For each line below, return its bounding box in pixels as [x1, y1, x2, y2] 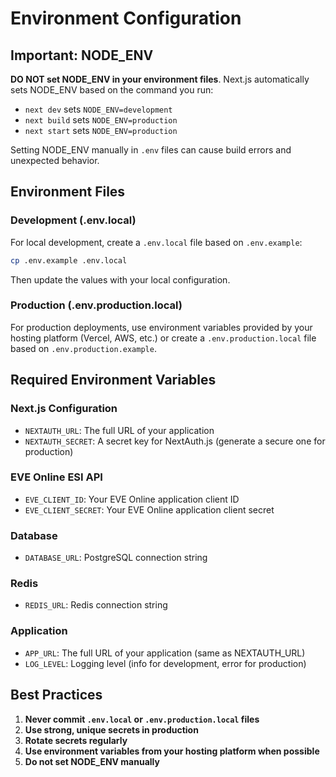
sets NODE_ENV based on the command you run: [10, 84, 214, 96]
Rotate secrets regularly [24, 734, 128, 746]
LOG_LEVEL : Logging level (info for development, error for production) [24, 657, 307, 669]
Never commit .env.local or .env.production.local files [24, 713, 260, 725]
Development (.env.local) [10, 213, 137, 227]
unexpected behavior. [10, 155, 100, 166]
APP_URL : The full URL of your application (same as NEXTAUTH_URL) [24, 647, 306, 659]
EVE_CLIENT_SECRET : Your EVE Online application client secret [24, 503, 275, 516]
